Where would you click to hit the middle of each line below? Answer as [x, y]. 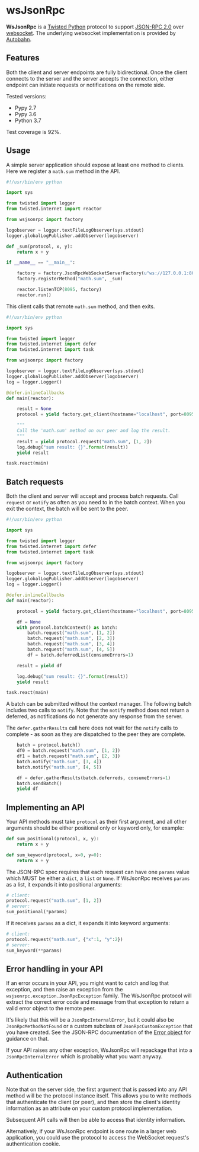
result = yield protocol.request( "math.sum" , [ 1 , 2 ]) [84, 441]
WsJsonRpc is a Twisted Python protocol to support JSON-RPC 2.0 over [95, 27]
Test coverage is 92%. [33, 132]
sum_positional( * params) [37, 912]
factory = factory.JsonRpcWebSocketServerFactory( [81, 273]
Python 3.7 [28, 120]
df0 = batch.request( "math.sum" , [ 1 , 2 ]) [68, 751]
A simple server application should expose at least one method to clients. [95, 165]
